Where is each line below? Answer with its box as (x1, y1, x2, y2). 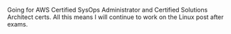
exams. (7, 20, 29, 28)
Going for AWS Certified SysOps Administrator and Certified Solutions (7, 6, 208, 14)
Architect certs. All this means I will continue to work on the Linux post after (7, 13, 224, 21)
